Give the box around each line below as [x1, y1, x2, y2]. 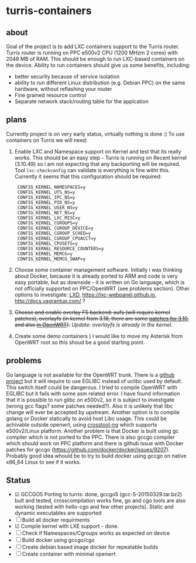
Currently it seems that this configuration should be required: [14, 173, 162, 180]
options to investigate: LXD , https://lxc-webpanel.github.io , [14, 291, 157, 298]
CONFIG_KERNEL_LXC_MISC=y [17, 215, 81, 221]
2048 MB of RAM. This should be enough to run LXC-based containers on [6, 56, 185, 62]
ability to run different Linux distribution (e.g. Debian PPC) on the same [14, 79, 185, 86]
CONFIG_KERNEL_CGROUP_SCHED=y [17, 230, 91, 236]
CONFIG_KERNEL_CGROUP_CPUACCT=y [17, 236, 97, 241]
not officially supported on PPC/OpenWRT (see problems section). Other [14, 285, 190, 292]
